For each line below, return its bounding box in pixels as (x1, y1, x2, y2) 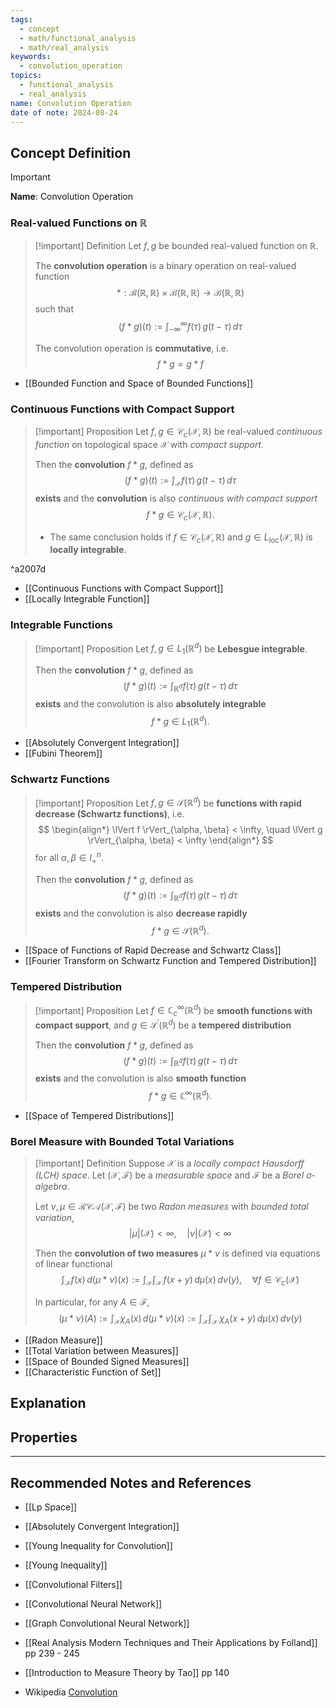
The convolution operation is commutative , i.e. (34, 342, 229, 354)
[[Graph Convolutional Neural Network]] (24, 1617, 190, 1630)
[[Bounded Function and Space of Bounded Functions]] (24, 377, 254, 389)
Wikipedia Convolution (24, 1686, 118, 1698)
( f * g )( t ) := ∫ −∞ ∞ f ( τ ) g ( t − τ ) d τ (118, 319, 243, 335)
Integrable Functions (10, 618, 113, 632)
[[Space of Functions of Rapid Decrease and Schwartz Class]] (24, 944, 282, 956)
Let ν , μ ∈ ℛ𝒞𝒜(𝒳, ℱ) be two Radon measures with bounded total (34, 1201, 309, 1213)
